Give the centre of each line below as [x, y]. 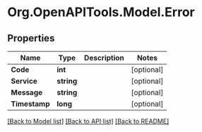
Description [104, 58]
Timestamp [31, 104]
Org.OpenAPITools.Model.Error [101, 12]
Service [24, 81]
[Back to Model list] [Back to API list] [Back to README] [88, 121]
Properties [31, 38]
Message [27, 92]
